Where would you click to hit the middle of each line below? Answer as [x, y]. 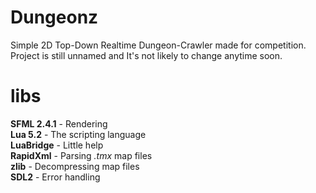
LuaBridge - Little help [57, 145]
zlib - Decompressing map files [75, 166]
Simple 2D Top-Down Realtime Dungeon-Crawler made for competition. [158, 45]
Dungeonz [54, 17]
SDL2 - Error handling [55, 177]
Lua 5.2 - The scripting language [78, 134]
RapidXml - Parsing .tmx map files [81, 155]
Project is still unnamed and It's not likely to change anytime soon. [146, 55]
